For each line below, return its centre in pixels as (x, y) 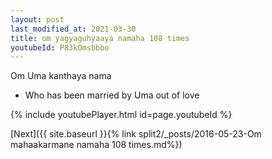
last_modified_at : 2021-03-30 (73, 29)
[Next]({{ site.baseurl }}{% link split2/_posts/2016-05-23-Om (136, 134)
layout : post (37, 19)
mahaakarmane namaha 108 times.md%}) (96, 145)
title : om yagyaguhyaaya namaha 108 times (100, 38)
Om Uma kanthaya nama (61, 76)
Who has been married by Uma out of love (112, 95)
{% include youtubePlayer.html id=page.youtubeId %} (121, 115)
